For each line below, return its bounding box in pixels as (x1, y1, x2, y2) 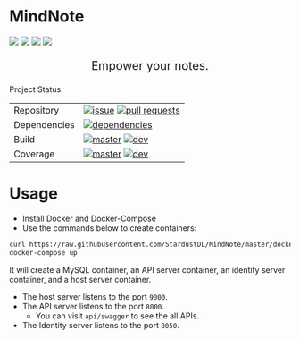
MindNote (9, 6, 85, 27)
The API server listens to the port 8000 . (21, 301, 165, 311)
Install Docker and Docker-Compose (21, 213, 156, 224)
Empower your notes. (90, 58, 210, 73)
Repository (13, 104, 60, 116)
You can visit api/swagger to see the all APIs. (35, 310, 199, 321)
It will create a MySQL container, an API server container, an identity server (9, 264, 286, 275)
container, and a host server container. (9, 274, 152, 284)
